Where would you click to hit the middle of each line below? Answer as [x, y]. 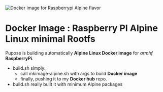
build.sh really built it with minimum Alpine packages [68, 84]
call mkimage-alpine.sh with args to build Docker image [79, 73]
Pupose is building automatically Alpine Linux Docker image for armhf [79, 53]
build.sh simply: [29, 68]
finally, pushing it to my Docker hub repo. [64, 79]
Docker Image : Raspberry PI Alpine [82, 28]
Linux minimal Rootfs [50, 39]
